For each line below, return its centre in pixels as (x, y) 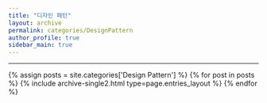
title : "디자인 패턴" (40, 15)
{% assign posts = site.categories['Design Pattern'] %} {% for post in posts (132, 75)
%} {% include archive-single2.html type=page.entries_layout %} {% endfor (133, 83)
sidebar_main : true (41, 45)
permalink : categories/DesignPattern (71, 30)
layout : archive (35, 23)
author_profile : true (44, 38)
